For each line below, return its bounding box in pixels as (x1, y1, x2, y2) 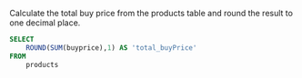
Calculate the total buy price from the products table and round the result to (9, 8, 294, 18)
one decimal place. (9, 17, 81, 28)
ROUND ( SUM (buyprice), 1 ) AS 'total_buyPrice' (25, 43, 197, 53)
